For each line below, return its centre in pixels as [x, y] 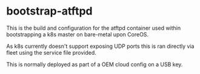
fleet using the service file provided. [52, 52]
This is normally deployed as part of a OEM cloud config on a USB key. [95, 64]
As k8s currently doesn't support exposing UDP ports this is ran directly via [100, 46]
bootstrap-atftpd [49, 11]
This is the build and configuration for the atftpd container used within [94, 28]
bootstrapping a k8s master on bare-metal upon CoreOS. [78, 34]
